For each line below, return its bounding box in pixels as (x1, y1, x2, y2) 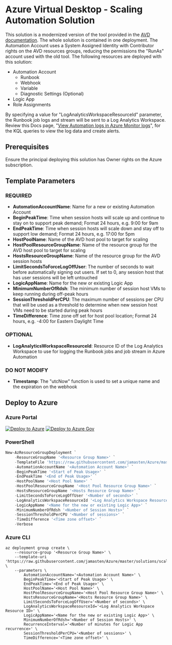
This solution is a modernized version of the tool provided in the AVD (5, 31, 150, 37)
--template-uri (14, 555, 47, 560)
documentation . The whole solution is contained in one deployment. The (5, 37, 158, 43)
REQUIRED (5, 192, 32, 199)
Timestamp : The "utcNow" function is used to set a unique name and (12, 378, 160, 385)
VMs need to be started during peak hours (12, 307, 102, 314)
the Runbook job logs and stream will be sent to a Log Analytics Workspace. (5, 117, 166, 123)
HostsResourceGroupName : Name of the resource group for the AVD (12, 253, 161, 259)
